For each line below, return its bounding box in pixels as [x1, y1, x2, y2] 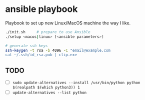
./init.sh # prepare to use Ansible [5, 29, 91, 34]
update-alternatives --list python [12, 91, 87, 96]
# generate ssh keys [5, 43, 48, 48]
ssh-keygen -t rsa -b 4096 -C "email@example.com [5, 48, 111, 53]
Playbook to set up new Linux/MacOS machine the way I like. [5, 20, 131, 26]
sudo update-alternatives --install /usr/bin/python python [12, 81, 140, 86]
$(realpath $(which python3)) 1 [12, 85, 80, 90]
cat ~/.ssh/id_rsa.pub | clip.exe [5, 52, 77, 58]
